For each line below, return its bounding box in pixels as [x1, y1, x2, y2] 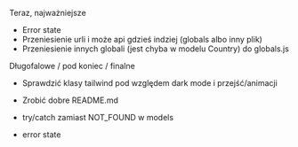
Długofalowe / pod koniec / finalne [9, 61, 135, 71]
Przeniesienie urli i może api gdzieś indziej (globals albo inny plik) [21, 35, 262, 44]
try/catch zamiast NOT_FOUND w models [21, 112, 174, 122]
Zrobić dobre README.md [21, 95, 118, 105]
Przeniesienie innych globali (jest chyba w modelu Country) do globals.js [21, 43, 289, 54]
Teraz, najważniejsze [9, 8, 86, 18]
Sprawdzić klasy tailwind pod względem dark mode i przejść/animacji [21, 78, 278, 88]
